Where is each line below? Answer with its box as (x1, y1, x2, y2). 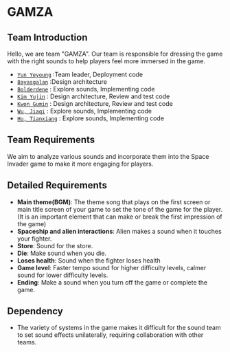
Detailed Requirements (7, 179, 108, 191)
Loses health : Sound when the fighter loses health (16, 256, 161, 265)
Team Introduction (7, 32, 88, 43)
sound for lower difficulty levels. (16, 271, 108, 279)
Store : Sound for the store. (16, 241, 93, 250)
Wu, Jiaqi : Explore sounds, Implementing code (16, 107, 152, 115)
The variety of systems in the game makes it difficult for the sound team (16, 324, 221, 332)
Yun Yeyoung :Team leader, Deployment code (16, 70, 143, 78)
